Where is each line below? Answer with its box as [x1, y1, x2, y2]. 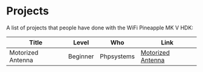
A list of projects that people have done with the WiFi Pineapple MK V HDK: [6, 24, 193, 31]
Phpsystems [99, 52, 135, 61]
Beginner [68, 52, 94, 61]
